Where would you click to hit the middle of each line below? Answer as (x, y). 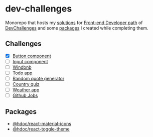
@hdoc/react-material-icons (42, 124)
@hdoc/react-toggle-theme (41, 129)
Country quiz (26, 84)
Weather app (26, 90)
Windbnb (22, 67)
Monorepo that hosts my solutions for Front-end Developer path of (74, 23)
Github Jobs (25, 95)
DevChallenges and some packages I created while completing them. (77, 28)
